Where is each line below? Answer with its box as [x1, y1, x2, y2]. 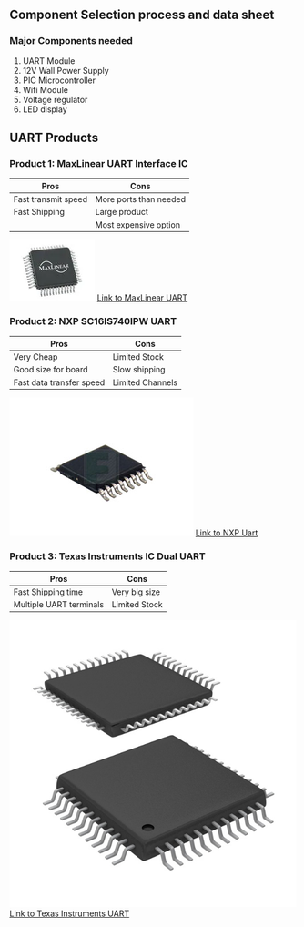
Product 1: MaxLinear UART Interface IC [9, 158, 188, 169]
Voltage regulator [22, 94, 88, 105]
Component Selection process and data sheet [9, 7, 275, 23]
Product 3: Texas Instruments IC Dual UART [9, 550, 207, 563]
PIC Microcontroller [22, 75, 96, 86]
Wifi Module [22, 84, 68, 95]
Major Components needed [9, 35, 134, 47]
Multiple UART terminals [13, 599, 105, 610]
